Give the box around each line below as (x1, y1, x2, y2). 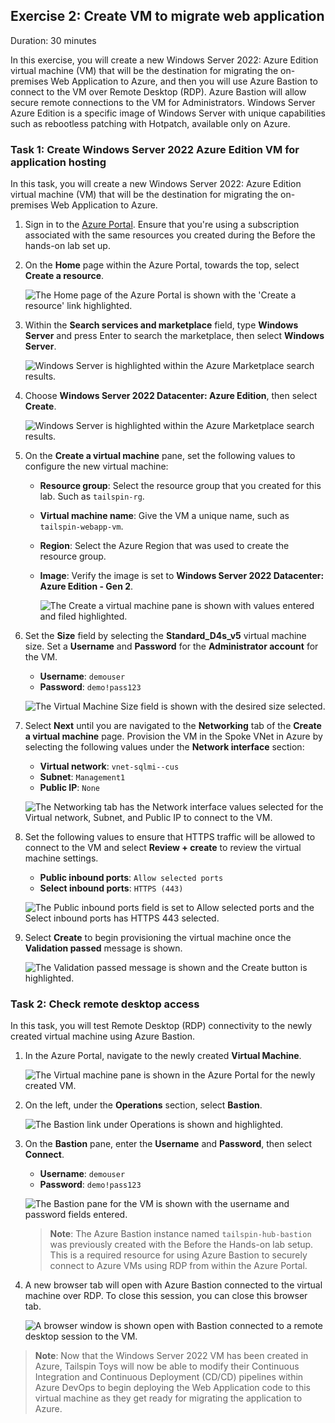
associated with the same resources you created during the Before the (24, 229, 316, 241)
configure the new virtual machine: (24, 460, 169, 473)
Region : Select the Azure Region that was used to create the (39, 540, 290, 552)
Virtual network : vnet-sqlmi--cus (39, 760, 180, 773)
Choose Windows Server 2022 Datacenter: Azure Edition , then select (24, 390, 318, 402)
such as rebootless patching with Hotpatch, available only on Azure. (10, 117, 291, 129)
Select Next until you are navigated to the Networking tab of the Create (24, 720, 322, 732)
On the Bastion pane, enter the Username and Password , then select (24, 1138, 313, 1150)
